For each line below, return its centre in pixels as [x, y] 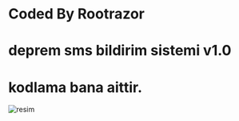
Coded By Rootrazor [77, 14]
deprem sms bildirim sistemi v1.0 [120, 51]
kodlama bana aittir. [75, 87]
